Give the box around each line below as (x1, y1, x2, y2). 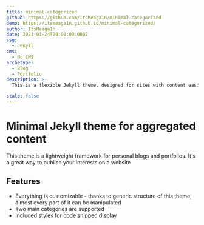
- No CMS (12, 54, 34, 60)
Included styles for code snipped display (15, 212, 117, 219)
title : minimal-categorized (6, 8, 78, 15)
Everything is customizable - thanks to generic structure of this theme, (15, 192, 192, 200)
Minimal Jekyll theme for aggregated (6, 119, 196, 133)
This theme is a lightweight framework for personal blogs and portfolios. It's (6, 152, 196, 160)
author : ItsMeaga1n (6, 25, 56, 32)
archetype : (6, 59, 34, 65)
